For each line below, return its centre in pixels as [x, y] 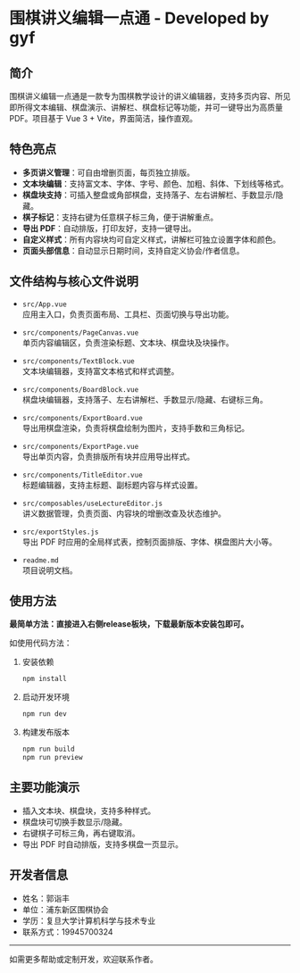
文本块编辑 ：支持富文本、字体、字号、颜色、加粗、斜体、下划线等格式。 [155, 183]
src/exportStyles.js [60, 532]
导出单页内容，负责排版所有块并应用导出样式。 [108, 456]
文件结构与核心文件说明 [74, 282]
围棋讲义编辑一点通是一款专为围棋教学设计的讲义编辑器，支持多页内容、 [142, 96]
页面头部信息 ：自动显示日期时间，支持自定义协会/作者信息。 [133, 250]
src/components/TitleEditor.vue [82, 475]
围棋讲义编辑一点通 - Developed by [139, 18]
